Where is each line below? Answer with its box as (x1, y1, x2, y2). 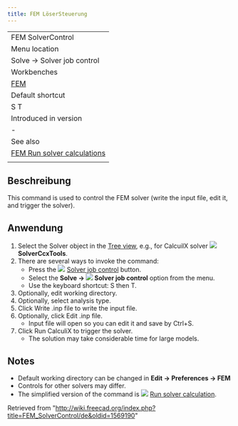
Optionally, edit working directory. (17, 289, 118, 298)
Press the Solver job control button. (28, 265, 142, 274)
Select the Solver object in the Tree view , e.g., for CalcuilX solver (17, 241, 208, 250)
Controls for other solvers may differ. (17, 382, 126, 390)
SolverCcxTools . (17, 249, 68, 258)
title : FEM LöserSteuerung (7, 10, 88, 18)
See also (11, 136, 41, 146)
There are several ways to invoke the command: (17, 257, 159, 266)
